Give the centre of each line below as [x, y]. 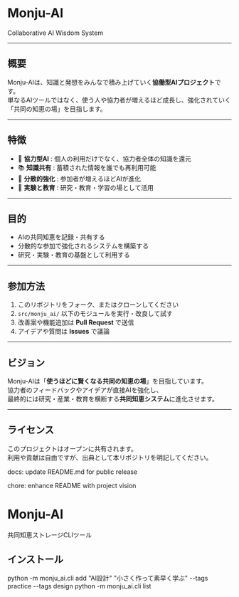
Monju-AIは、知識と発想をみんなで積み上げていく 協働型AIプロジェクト [111, 82]
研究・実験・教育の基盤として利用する [74, 255]
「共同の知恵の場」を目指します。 [57, 109]
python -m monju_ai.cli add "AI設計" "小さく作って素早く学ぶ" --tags [108, 578]
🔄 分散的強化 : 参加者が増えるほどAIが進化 [79, 179]
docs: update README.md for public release [73, 472]
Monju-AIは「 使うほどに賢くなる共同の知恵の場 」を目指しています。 [108, 381]
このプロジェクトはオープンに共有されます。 [72, 448]
